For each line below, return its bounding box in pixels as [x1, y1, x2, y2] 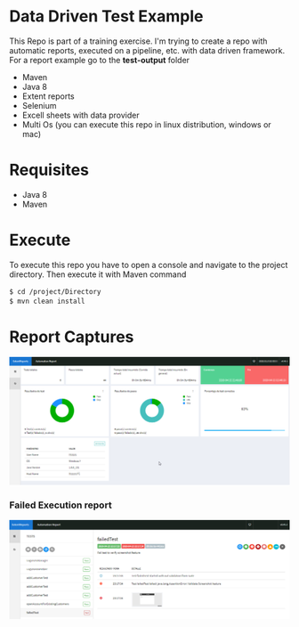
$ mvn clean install [9, 297, 86, 305]
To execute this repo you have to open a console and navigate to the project [9, 259, 288, 270]
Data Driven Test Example [9, 6, 204, 27]
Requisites [9, 160, 90, 180]
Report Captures [9, 327, 134, 346]
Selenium [21, 100, 57, 110]
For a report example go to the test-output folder [9, 54, 190, 65]
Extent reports [21, 91, 76, 102]
